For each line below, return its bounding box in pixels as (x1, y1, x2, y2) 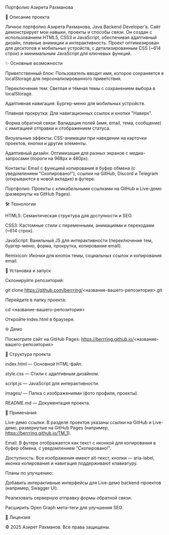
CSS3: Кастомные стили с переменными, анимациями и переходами (5, 222, 154, 228)
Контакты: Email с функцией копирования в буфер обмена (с (5, 165, 136, 171)
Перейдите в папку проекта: (5, 297, 66, 303)
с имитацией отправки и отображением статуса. (5, 125, 111, 131)
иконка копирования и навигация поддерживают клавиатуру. (5, 460, 138, 466)
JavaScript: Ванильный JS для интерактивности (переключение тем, (5, 237, 153, 243)
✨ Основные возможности (5, 60, 63, 66)
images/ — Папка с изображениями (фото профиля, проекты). (5, 390, 138, 396)
